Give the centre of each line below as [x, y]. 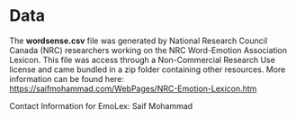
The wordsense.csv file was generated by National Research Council [139, 41]
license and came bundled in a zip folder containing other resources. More [148, 69]
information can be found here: [67, 78]
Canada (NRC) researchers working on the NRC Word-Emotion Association [148, 50]
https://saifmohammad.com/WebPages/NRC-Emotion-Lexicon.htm [133, 88]
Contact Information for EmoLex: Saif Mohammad [101, 105]
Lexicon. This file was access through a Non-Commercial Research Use [143, 59]
